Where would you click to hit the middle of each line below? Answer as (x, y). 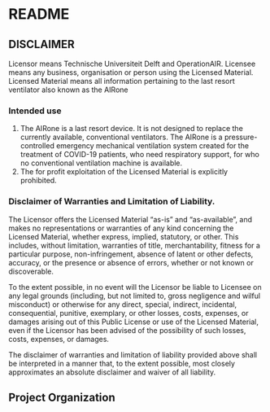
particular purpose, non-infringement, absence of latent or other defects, (131, 254)
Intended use (35, 111)
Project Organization (62, 397)
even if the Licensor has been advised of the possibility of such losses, (127, 330)
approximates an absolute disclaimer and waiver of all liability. (112, 372)
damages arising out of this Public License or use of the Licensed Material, (133, 322)
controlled (37, 146)
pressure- (241, 137)
